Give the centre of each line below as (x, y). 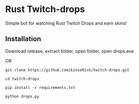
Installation (23, 39)
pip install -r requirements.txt (40, 87)
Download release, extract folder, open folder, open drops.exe (69, 51)
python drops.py (22, 96)
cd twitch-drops (22, 79)
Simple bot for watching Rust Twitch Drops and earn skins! (66, 23)
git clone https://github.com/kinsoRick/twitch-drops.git (67, 70)
